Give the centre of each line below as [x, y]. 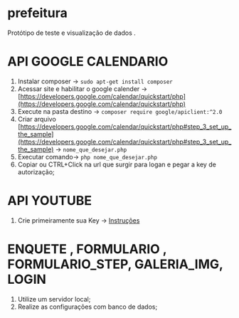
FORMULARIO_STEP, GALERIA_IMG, [115, 264]
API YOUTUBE [50, 201]
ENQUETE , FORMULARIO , [87, 249]
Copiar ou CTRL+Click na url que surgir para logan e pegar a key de [117, 164]
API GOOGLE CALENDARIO [88, 62]
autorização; [36, 171]
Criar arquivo [37, 119]
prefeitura [37, 13]
